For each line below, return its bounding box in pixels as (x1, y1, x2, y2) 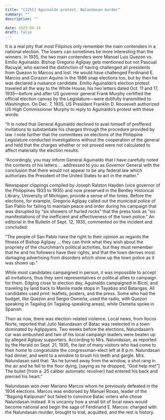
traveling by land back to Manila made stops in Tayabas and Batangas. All (5, 285, 155, 291)
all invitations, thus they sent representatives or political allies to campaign (5, 275, 157, 281)
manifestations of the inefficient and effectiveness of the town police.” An (5, 214, 155, 220)
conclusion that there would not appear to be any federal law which (5, 167, 142, 173)
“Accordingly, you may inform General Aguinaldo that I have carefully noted (5, 157, 159, 163)
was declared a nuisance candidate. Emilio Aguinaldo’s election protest (5, 80, 150, 86)
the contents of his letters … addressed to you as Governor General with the (5, 162, 160, 168)
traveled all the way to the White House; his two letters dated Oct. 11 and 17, (5, 85, 159, 91)
